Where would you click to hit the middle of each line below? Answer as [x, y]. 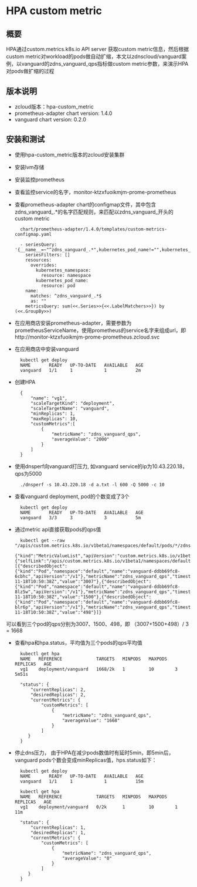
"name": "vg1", [49, 398]
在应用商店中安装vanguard [47, 349]
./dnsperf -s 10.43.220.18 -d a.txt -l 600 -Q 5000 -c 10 [92, 485]
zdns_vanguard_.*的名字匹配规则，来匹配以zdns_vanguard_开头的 [94, 212]
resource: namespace [66, 275]
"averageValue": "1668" [91, 720]
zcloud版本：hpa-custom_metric [54, 106]
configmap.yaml [33, 234]
